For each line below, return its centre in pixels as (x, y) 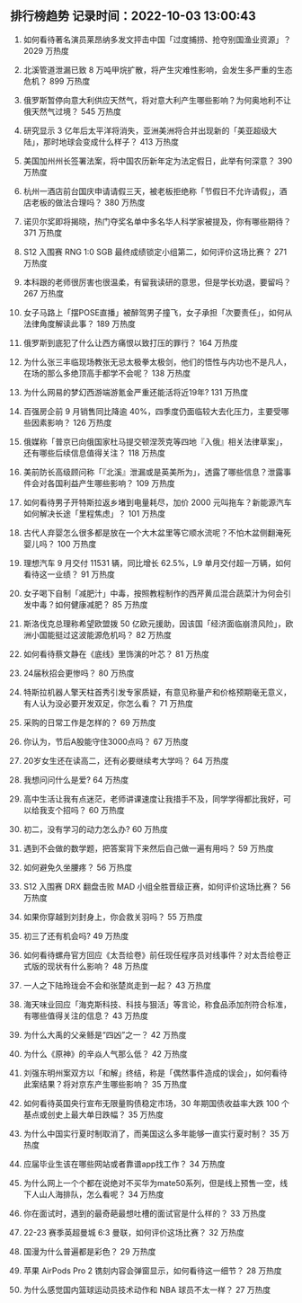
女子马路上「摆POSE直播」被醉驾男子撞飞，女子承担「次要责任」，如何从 (158, 312)
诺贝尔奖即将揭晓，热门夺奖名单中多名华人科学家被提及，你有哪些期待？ (157, 221)
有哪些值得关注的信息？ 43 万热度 (86, 1015)
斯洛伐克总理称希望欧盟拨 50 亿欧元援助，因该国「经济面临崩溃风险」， (154, 624)
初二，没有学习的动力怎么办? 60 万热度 (96, 829)
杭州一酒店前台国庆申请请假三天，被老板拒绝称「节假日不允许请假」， (151, 191)
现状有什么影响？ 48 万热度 (98, 966)
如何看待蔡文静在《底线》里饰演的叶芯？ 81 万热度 (116, 653)
